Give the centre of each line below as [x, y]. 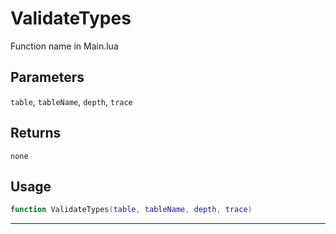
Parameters [47, 77]
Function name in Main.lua [64, 46]
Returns [36, 133]
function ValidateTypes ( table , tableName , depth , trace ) [131, 210]
